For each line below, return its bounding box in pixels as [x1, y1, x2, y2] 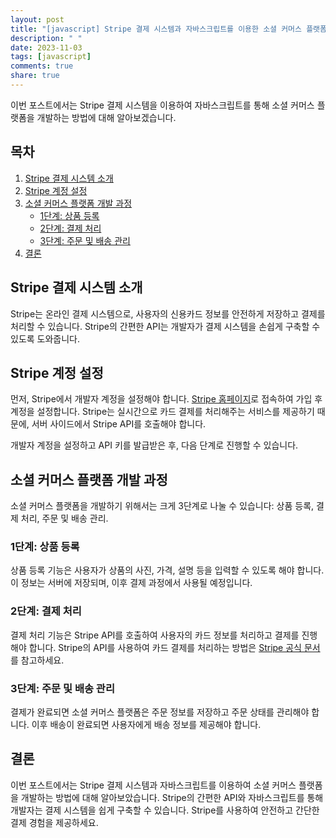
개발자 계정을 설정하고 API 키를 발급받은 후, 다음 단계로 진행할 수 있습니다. [10, 439, 299, 451]
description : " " [10, 33, 83, 43]
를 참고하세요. [10, 654, 65, 666]
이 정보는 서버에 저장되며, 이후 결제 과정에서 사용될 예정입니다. [10, 577, 253, 589]
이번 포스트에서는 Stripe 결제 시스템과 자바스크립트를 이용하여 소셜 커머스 [10, 779, 297, 791]
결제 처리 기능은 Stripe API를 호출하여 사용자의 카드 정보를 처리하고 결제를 [10, 629, 300, 641]
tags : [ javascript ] [10, 52, 92, 62]
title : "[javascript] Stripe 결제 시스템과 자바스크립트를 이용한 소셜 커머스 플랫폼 [10, 24, 327, 34]
